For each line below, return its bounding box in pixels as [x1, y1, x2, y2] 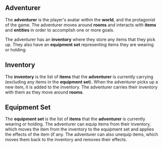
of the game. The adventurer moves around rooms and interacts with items [5, 22, 157, 28]
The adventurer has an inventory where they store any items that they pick [5, 36, 156, 42]
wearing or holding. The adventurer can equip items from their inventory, [5, 121, 151, 127]
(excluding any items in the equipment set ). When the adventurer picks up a [5, 79, 158, 84]
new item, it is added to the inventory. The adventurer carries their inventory [5, 84, 158, 90]
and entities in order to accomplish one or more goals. [5, 27, 114, 33]
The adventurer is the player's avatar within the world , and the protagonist [5, 16, 156, 22]
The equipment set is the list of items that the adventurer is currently [5, 116, 145, 122]
